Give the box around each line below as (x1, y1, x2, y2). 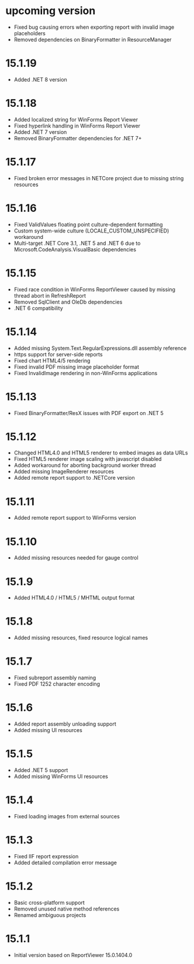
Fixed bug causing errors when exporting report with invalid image (13, 23, 175, 31)
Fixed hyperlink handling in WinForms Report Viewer (13, 122, 141, 129)
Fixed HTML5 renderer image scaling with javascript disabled (13, 456, 162, 463)
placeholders (13, 29, 46, 36)
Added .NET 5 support (13, 767, 68, 773)
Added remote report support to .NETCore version (13, 474, 135, 481)
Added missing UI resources (13, 727, 82, 734)
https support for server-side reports (13, 350, 103, 358)
